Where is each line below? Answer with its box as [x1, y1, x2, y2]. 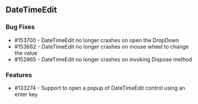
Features [5, 70, 32, 79]
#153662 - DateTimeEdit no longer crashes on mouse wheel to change [14, 43, 190, 50]
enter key [14, 90, 38, 98]
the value [14, 49, 38, 57]
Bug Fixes [5, 23, 35, 31]
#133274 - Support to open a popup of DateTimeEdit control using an [14, 84, 185, 91]
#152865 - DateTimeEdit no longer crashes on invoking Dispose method [14, 55, 193, 63]
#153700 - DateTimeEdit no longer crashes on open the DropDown [14, 36, 179, 44]
